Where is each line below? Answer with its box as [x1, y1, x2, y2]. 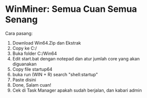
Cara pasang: [5, 30, 33, 36]
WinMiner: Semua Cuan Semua [5, 3, 137, 15]
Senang [5, 14, 38, 25]
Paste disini [12, 77, 36, 83]
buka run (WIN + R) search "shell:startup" [12, 71, 98, 77]
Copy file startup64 [12, 66, 53, 72]
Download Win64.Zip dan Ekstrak [12, 40, 81, 46]
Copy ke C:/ [12, 45, 37, 51]
